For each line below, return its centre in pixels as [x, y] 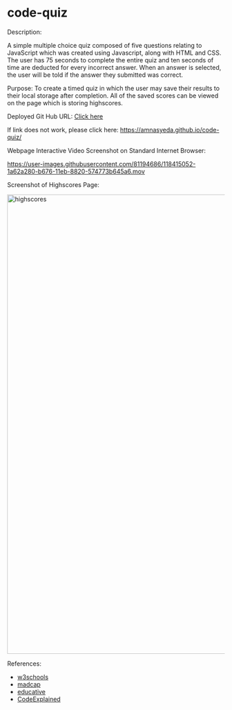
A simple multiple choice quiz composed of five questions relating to [105, 45]
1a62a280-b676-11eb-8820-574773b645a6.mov [76, 171]
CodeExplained [39, 699]
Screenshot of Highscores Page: [54, 184]
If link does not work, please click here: [63, 130]
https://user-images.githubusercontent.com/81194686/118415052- [101, 163]
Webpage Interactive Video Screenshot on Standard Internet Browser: [106, 150]
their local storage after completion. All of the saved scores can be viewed [113, 96]
